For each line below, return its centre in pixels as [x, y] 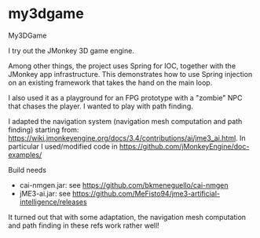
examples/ [25, 155]
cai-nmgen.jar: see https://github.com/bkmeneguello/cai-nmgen [124, 185]
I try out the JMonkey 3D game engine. [71, 50]
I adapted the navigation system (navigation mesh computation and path [125, 121]
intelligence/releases [53, 202]
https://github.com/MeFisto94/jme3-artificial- [146, 193]
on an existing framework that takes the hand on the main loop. [110, 82]
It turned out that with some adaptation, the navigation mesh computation [127, 217]
